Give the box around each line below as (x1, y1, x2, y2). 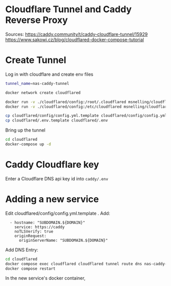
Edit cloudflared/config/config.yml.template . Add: (5, 210, 110, 216)
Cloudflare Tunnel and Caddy (5, 4, 132, 15)
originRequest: (14, 233, 47, 238)
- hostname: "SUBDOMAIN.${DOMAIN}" (10, 220, 85, 225)
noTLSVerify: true (14, 229, 53, 234)
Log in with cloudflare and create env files (5, 71, 94, 77)
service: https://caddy (14, 225, 65, 230)
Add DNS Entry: (5, 246, 38, 252)
